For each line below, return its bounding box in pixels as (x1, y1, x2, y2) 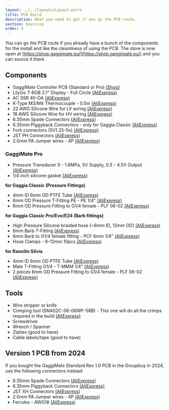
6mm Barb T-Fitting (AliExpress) (12, 228, 80, 234)
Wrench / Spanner (12, 324, 51, 330)
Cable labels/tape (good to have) (12, 334, 81, 341)
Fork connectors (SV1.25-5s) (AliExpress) (12, 127, 99, 133)
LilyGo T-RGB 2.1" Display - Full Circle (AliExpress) (12, 89, 118, 95)
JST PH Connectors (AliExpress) (12, 132, 80, 138)
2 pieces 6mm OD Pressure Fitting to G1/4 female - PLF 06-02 (12, 269, 142, 275)
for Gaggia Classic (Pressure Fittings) (5, 182, 86, 188)
